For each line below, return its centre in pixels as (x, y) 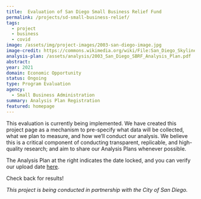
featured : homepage (31, 106)
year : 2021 (20, 67)
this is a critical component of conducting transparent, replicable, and (92, 142)
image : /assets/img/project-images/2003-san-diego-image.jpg (84, 45)
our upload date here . (33, 166)
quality (15, 149)
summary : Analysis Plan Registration (53, 100)
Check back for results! (35, 178)
